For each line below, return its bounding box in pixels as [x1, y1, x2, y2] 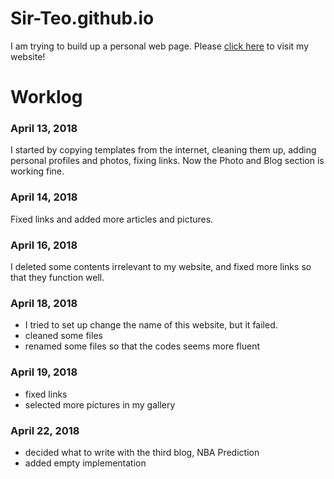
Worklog [10, 86, 83, 109]
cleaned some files [24, 330, 103, 342]
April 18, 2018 [10, 296, 78, 310]
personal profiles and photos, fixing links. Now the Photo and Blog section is [10, 155, 325, 167]
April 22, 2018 [10, 423, 80, 437]
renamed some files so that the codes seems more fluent [24, 340, 261, 352]
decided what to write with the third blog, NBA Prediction [24, 446, 260, 458]
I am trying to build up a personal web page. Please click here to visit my [10, 40, 310, 52]
